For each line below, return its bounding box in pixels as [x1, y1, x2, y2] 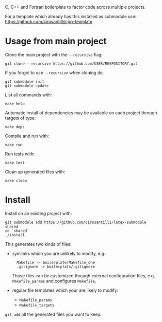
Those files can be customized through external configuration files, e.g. [12, 272, 155, 279]
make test [5, 160, 25, 165]
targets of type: [5, 115, 36, 121]
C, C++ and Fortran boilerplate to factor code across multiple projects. [5, 4, 146, 10]
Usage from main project [5, 36, 107, 47]
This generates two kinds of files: [5, 241, 72, 247]
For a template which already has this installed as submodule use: [5, 14, 137, 19]
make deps [5, 124, 25, 129]
